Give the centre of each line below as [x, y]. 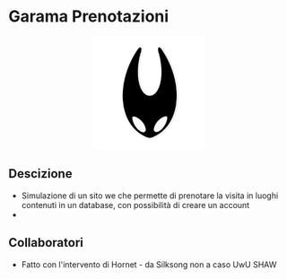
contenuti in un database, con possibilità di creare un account [135, 205]
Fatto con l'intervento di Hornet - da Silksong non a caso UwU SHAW [149, 264]
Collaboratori [46, 243]
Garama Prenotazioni [89, 17]
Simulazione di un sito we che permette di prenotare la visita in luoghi [150, 196]
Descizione [40, 174]
